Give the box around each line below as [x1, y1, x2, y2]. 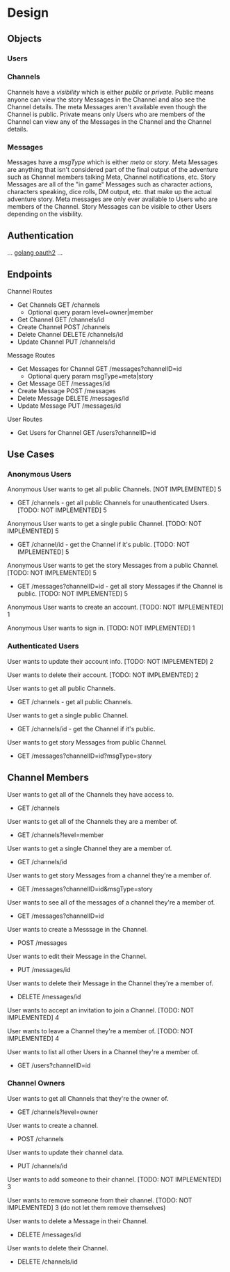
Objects [7, 33, 42, 45]
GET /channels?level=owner [17, 1108, 99, 1116]
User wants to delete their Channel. [7, 1243, 109, 1252]
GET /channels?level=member [17, 830, 104, 839]
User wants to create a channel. [7, 1121, 99, 1129]
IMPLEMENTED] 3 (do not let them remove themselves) [7, 1203, 166, 1211]
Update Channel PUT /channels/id [17, 337, 116, 346]
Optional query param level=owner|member [27, 308, 154, 316]
